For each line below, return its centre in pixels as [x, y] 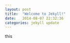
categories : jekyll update [32, 23]
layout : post [18, 9]
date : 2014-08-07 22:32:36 [34, 18]
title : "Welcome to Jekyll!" [35, 14]
